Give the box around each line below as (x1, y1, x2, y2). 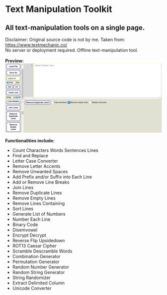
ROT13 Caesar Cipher (12, 243, 57, 249)
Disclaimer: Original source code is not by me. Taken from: (5, 36, 125, 42)
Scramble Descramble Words (12, 248, 73, 254)
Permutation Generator (12, 259, 60, 265)
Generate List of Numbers (12, 211, 66, 217)
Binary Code (12, 222, 38, 228)
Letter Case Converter (12, 158, 58, 164)
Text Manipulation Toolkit (5, 3, 113, 15)
